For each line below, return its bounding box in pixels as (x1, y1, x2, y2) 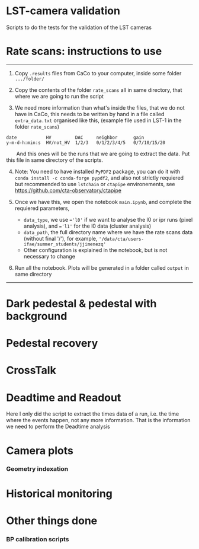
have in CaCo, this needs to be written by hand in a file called (14, 110, 165, 117)
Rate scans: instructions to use (6, 44, 162, 58)
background (6, 309, 68, 323)
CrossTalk (6, 363, 56, 377)
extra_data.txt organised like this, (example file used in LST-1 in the (14, 117, 182, 124)
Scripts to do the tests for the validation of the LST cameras (6, 24, 152, 31)
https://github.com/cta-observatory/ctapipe (14, 187, 122, 194)
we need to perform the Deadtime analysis (6, 423, 111, 430)
